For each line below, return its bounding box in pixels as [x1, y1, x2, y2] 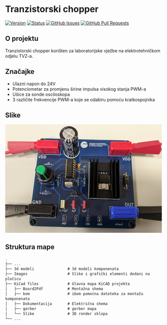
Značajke [5, 67, 35, 76]
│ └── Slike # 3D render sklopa [5, 312, 108, 317]
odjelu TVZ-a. [5, 53, 33, 59]
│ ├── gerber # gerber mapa [5, 307, 97, 312]
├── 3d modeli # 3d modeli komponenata [5, 267, 119, 272]
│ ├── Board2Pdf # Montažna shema [5, 287, 103, 292]
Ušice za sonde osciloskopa [12, 91, 71, 97]
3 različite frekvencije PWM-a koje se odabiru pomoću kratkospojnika [12, 96, 155, 103]
